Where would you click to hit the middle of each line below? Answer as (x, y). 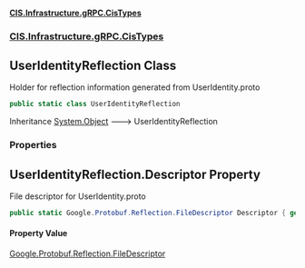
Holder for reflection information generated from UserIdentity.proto (135, 87)
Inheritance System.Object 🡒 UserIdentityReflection (113, 122)
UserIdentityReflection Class (93, 65)
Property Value (39, 233)
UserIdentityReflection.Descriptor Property (135, 174)
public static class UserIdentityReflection (95, 104)
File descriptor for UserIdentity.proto (78, 196)
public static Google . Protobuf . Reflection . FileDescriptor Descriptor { (148, 213)
